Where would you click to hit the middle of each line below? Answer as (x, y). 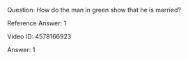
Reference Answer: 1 (37, 23)
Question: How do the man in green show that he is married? (94, 10)
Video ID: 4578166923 (39, 36)
